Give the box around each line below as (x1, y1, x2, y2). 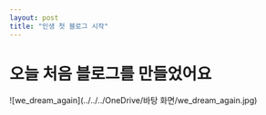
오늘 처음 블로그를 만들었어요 (9, 63, 212, 84)
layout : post (9, 13, 59, 23)
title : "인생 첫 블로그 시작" (9, 22, 109, 31)
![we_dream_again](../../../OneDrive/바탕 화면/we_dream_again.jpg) (9, 95, 258, 106)
